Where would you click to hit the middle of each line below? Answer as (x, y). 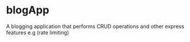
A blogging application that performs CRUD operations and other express (95, 26)
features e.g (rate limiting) (38, 32)
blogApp (28, 10)
